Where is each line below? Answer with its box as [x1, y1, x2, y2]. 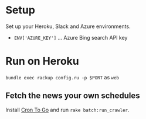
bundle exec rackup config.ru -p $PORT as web [5, 73, 120, 80]
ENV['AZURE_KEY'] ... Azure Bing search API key [13, 34, 128, 41]
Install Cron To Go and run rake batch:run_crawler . [5, 106, 130, 113]
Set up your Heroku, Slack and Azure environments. [5, 23, 131, 30]
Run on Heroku [5, 55, 80, 68]
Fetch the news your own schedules [5, 91, 140, 101]
